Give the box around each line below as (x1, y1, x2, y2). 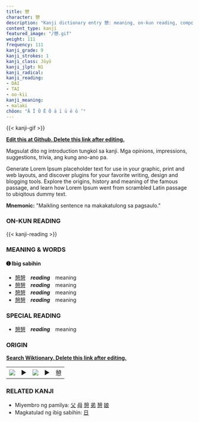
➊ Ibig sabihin (6, 260, 41, 267)
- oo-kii (6, 92, 28, 97)
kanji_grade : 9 (6, 48, 44, 53)
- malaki (6, 102, 28, 109)
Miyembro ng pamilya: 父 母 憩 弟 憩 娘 (14, 401, 110, 408)
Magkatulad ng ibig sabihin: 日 (14, 408, 89, 416)
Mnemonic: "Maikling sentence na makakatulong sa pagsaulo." (6, 202, 161, 209)
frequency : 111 (6, 42, 44, 48)
